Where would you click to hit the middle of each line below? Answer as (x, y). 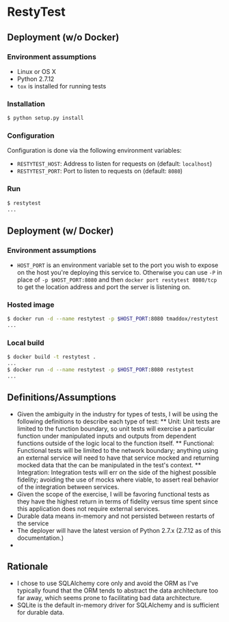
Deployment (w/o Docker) (63, 37)
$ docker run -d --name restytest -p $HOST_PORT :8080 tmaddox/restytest (113, 319)
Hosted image (31, 304)
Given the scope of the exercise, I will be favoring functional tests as (113, 494)
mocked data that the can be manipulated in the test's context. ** (109, 465)
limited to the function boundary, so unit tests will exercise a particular (116, 428)
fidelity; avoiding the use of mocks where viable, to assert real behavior (118, 480)
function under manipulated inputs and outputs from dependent (107, 436)
